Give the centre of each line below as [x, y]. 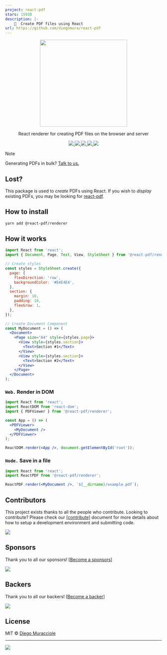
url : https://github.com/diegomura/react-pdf [53, 28]
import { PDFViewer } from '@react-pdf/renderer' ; [59, 412]
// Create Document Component [37, 324]
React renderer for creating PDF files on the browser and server [83, 134]
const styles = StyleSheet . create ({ [43, 269]
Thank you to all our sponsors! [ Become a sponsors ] [59, 560]
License [18, 621]
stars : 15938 [19, 14]
